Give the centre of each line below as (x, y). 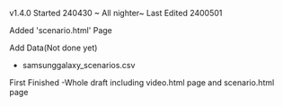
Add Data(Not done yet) (53, 48)
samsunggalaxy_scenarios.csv (79, 65)
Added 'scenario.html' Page (61, 30)
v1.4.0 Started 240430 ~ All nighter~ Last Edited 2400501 (116, 13)
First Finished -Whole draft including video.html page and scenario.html (142, 83)
